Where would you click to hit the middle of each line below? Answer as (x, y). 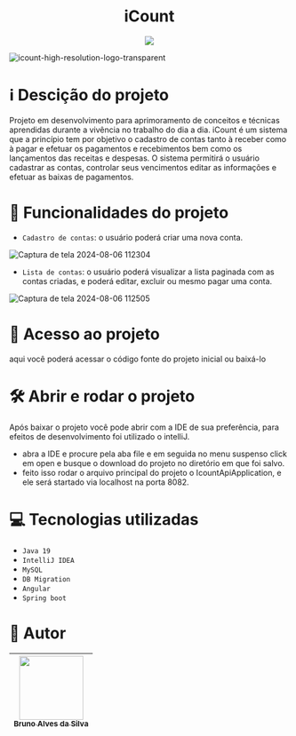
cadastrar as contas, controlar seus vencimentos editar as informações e (143, 167)
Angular (36, 589)
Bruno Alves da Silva (51, 724)
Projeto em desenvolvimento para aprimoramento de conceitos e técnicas (144, 120)
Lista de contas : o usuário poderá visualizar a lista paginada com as (148, 272)
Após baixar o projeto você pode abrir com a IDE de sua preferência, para (144, 427)
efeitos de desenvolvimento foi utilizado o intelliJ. (100, 436)
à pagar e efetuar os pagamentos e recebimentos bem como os (126, 148)
